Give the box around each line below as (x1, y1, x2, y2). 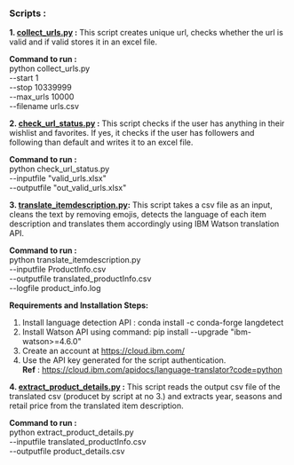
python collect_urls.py (9, 63, 91, 74)
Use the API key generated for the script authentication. (21, 355, 226, 366)
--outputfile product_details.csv (9, 446, 125, 457)
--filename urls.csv (9, 101, 80, 112)
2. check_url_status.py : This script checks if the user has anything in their (9, 118, 285, 129)
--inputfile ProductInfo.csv (9, 264, 107, 275)
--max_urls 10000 (9, 91, 75, 102)
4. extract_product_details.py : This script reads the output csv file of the (9, 382, 281, 392)
